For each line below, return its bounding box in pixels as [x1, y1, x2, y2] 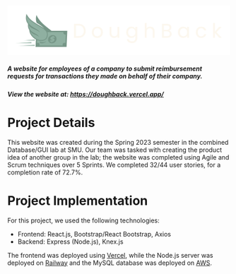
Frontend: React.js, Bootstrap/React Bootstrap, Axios [17, 230, 172, 238]
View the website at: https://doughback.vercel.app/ [7, 90, 165, 98]
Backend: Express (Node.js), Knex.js [17, 237, 124, 246]
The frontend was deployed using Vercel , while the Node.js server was [7, 251, 213, 259]
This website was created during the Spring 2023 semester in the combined [7, 138, 229, 146]
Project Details [7, 114, 95, 131]
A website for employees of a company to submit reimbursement [7, 64, 203, 73]
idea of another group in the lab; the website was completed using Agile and [7, 153, 230, 161]
